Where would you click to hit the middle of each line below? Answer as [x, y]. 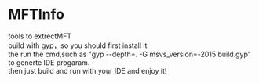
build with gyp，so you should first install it [78, 45]
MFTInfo [36, 14]
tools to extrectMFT [40, 36]
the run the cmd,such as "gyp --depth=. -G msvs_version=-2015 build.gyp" [129, 54]
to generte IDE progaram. [49, 62]
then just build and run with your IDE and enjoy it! [88, 70]
